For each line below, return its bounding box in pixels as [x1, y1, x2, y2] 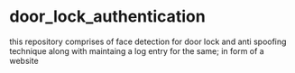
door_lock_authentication [9, 6, 206, 27]
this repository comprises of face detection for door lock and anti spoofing [9, 36, 287, 47]
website [9, 55, 39, 66]
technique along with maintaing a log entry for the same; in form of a [9, 45, 264, 56]
